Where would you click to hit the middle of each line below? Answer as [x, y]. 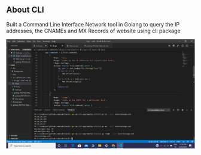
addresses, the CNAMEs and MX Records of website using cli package [93, 31]
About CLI [25, 10]
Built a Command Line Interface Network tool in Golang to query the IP [93, 24]
